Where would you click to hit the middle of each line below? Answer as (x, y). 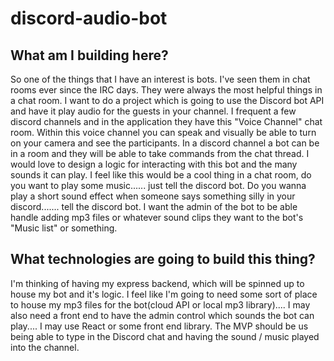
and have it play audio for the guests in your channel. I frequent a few (153, 111)
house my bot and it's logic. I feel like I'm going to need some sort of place (164, 294)
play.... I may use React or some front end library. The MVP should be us (159, 326)
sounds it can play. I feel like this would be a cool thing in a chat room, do (161, 175)
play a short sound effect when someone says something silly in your (153, 196)
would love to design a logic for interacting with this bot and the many (154, 164)
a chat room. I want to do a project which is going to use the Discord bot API (167, 100)
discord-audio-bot (89, 18)
